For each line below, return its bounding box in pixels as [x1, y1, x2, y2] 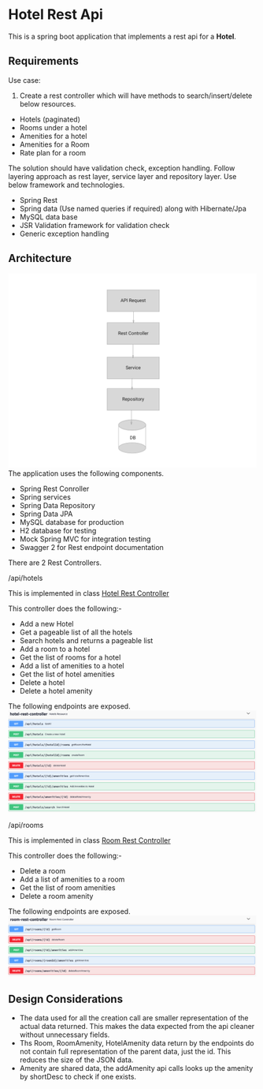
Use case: [8, 75, 41, 84]
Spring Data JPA [19, 509, 73, 518]
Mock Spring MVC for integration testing [19, 534, 151, 544]
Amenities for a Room [19, 140, 91, 149]
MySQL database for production [19, 518, 124, 527]
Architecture [8, 252, 72, 265]
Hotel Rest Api [8, 6, 104, 24]
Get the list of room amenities [19, 883, 116, 893]
